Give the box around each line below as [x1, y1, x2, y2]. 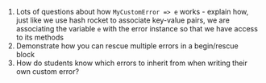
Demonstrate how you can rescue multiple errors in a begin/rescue [15, 41, 239, 51]
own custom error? [15, 67, 79, 76]
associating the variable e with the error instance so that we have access [15, 24, 258, 33]
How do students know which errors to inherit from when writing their [15, 58, 247, 68]
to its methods [15, 32, 64, 42]
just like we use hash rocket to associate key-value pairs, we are [15, 15, 230, 25]
